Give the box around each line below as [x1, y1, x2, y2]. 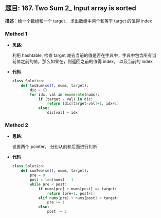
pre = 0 [30, 173, 45, 178]
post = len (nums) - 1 [30, 178, 74, 182]
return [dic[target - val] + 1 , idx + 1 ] [47, 101, 119, 106]
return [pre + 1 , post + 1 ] [47, 191, 95, 196]
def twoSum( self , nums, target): [21, 83, 89, 88]
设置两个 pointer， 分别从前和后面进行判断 [12, 144, 97, 149]
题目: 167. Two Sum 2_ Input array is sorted [5, 4, 136, 13]
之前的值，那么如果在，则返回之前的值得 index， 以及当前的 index [20, 58, 153, 64]
